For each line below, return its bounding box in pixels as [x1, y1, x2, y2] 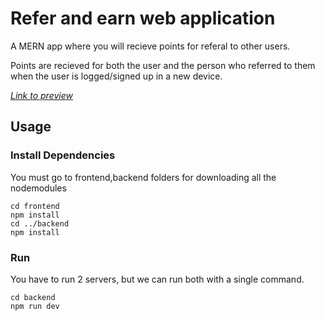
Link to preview [10, 89, 73, 101]
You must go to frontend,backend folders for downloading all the [10, 171, 277, 183]
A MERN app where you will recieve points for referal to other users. [10, 40, 291, 52]
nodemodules [10, 182, 67, 194]
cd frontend [10, 201, 60, 211]
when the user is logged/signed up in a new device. [10, 70, 223, 82]
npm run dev [10, 301, 60, 311]
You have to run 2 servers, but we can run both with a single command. [10, 273, 305, 285]
